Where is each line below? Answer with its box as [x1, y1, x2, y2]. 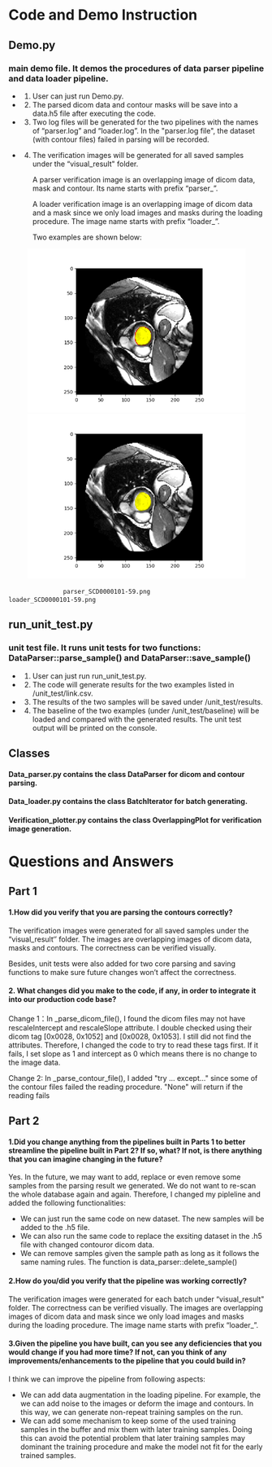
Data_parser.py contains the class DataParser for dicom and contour [8, 769, 245, 779]
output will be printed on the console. [32, 723, 158, 732]
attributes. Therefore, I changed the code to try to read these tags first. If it [8, 1040, 258, 1050]
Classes [8, 746, 50, 760]
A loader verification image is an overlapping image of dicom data [32, 199, 253, 209]
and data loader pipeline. [8, 72, 109, 84]
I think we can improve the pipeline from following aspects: [8, 1374, 205, 1384]
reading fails [8, 1090, 50, 1100]
